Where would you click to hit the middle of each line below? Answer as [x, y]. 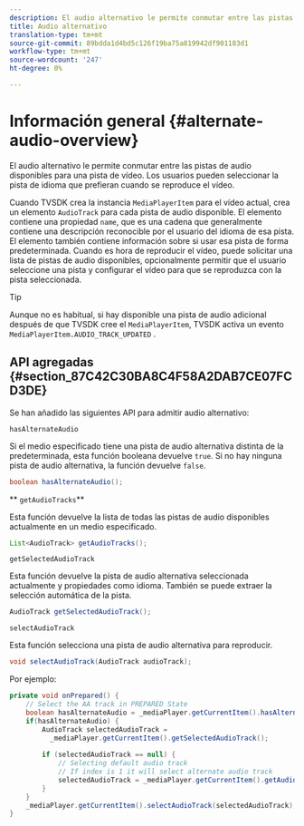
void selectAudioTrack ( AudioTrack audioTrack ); [101, 662]
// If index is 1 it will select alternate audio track [165, 772]
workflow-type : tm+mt [50, 52]
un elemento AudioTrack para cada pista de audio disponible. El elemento [146, 212]
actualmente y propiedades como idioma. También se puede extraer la [141, 586]
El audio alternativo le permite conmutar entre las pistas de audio [130, 165]
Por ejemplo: [33, 679]
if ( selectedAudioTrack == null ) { [109, 755]
